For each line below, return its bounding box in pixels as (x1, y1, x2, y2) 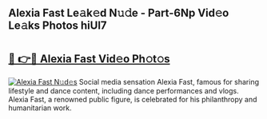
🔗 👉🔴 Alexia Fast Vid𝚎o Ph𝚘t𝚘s (8, 52, 170, 65)
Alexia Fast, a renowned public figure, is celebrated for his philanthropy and (8, 95, 257, 104)
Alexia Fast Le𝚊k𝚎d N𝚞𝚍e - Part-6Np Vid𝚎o (8, 6, 229, 20)
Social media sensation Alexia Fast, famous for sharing (78, 77, 260, 86)
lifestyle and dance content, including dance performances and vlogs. (8, 86, 239, 95)
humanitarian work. (8, 103, 72, 113)
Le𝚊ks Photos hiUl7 (8, 19, 107, 33)
